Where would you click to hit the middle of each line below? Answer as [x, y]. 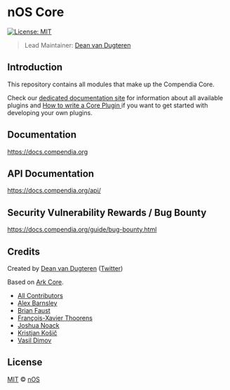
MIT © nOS [24, 379]
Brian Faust [34, 310]
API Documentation [51, 174]
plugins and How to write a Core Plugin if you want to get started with [108, 105]
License [25, 362]
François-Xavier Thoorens [55, 318]
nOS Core [36, 12]
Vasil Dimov [34, 340]
